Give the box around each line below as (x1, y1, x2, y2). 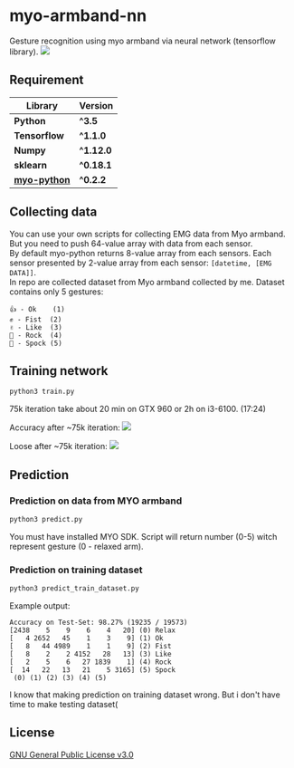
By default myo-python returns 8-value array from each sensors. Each (9, 247, 271, 258)
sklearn (14, 158, 48, 171)
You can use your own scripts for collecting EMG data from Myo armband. (9, 228, 287, 239)
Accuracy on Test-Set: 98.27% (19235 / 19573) (9, 618, 188, 627)
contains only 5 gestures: (9, 286, 104, 297)
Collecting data (9, 205, 98, 220)
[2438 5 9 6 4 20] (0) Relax (9, 626, 176, 635)
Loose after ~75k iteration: (9, 441, 109, 452)
